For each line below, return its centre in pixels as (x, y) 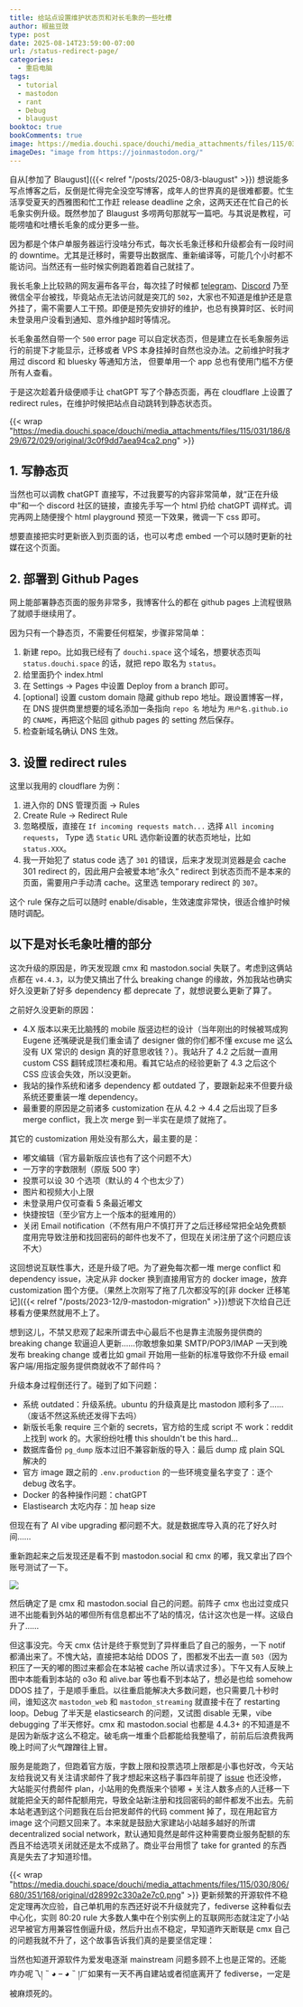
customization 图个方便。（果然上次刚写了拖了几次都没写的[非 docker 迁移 (146, 1290)
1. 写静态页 (39, 471)
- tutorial (38, 85)
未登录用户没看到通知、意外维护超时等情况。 (92, 319)
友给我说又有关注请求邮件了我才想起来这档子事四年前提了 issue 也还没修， (148, 1777)
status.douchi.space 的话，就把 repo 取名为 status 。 (121, 663)
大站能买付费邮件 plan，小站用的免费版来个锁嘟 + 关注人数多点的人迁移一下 (150, 1788)
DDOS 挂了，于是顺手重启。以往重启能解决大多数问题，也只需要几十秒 (140, 1690)
